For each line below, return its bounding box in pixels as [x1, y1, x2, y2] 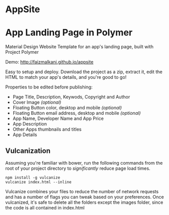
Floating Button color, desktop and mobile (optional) [12, 105, 122, 111]
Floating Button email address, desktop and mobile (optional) [12, 110, 141, 116]
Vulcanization [5, 146, 51, 155]
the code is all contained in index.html [5, 204, 85, 210]
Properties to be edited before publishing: [5, 84, 93, 90]
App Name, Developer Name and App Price [12, 115, 104, 121]
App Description [12, 121, 47, 127]
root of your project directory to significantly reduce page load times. [5, 165, 151, 171]
